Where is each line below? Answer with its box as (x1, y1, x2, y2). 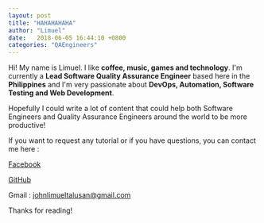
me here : (8, 144, 40, 154)
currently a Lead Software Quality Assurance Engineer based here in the (8, 71, 250, 81)
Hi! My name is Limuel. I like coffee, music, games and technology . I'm (8, 63, 243, 72)
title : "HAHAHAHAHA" (8, 19, 77, 27)
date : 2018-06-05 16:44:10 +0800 (8, 33, 126, 42)
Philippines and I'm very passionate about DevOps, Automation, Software (8, 80, 254, 90)
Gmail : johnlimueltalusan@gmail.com (8, 190, 131, 200)
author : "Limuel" (8, 26, 66, 34)
